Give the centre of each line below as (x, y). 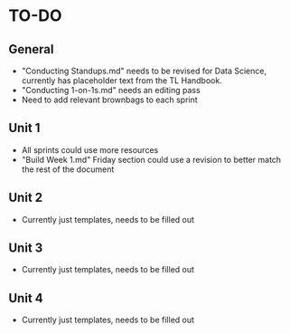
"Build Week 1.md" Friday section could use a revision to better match (151, 159)
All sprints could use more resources (90, 149)
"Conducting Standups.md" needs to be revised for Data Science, (144, 71)
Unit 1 (24, 128)
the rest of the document (68, 169)
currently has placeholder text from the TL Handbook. (122, 81)
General (32, 49)
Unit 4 (26, 298)
